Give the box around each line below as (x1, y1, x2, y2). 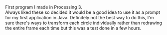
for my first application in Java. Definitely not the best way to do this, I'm (5, 15, 154, 20)
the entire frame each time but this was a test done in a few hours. (5, 25, 142, 31)
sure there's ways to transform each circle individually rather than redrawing (5, 20, 163, 26)
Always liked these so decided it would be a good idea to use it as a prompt (5, 9, 161, 15)
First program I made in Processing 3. (5, 4, 82, 10)
